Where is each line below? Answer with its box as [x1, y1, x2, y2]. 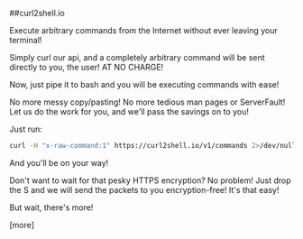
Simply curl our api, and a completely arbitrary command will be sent [9, 52, 265, 62]
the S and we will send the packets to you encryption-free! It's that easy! [9, 184, 280, 195]
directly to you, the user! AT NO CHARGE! [9, 62, 164, 72]
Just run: [9, 124, 43, 134]
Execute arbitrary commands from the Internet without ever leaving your [9, 25, 278, 35]
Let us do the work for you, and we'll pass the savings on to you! [9, 106, 250, 116]
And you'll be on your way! [9, 157, 109, 168]
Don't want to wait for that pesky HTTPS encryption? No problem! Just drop [9, 175, 291, 186]
